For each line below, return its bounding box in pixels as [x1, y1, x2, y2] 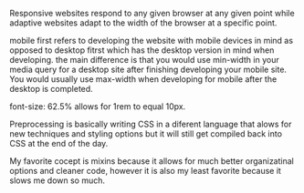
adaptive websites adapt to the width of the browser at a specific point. [9, 17, 278, 28]
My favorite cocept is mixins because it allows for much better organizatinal [9, 156, 294, 167]
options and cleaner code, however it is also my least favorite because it [9, 166, 281, 176]
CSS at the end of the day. [9, 138, 109, 148]
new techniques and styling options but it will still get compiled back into [9, 128, 283, 139]
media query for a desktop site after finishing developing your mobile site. [9, 64, 288, 75]
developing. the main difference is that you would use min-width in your [9, 55, 280, 65]
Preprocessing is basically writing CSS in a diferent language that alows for [9, 118, 292, 129]
